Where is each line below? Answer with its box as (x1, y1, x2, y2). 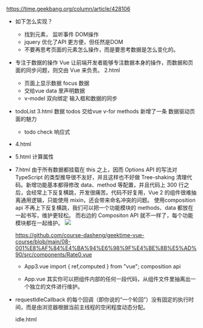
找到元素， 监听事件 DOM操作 (24, 30, 99, 38)
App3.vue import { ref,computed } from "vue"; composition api (24, 263, 181, 270)
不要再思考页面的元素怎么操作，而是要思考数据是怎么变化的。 (24, 46, 179, 53)
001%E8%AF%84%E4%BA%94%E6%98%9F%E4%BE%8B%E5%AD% (15, 244, 197, 252)
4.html (15, 140, 32, 148)
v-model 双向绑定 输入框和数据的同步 (24, 94, 118, 102)
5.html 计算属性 (15, 153, 54, 160)
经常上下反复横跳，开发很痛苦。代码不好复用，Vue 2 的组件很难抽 (31, 189, 197, 196)
